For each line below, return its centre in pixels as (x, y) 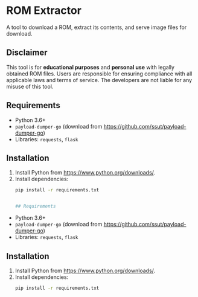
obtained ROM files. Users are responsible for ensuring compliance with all (99, 74)
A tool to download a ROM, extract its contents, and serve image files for (97, 27)
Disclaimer (27, 53)
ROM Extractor (44, 11)
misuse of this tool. (30, 86)
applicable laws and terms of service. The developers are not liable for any (99, 80)
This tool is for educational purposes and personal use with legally (91, 67)
